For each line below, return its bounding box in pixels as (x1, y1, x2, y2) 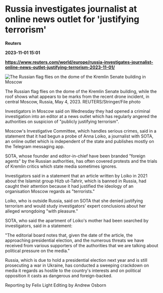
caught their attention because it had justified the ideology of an (5, 183, 134, 189)
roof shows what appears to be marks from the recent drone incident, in (5, 94, 150, 99)
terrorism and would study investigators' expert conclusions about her (5, 203, 146, 209)
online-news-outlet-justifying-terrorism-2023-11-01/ (5, 64, 115, 70)
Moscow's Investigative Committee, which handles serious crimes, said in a (5, 128, 157, 134)
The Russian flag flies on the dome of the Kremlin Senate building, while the (5, 88, 157, 94)
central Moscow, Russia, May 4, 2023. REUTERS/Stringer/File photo (5, 98, 141, 104)
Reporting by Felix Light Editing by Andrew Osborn (5, 282, 107, 288)
